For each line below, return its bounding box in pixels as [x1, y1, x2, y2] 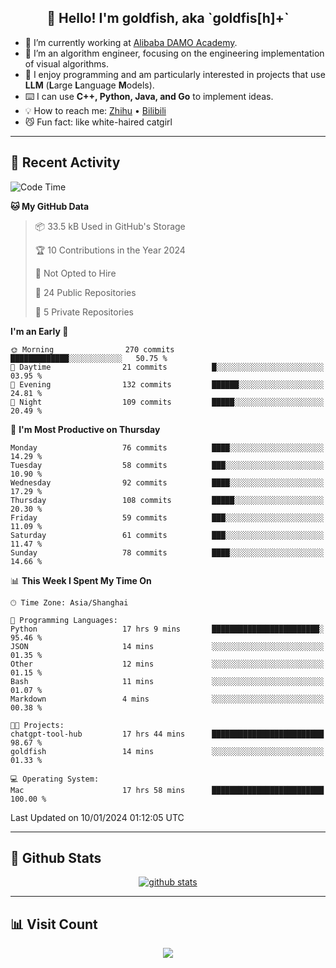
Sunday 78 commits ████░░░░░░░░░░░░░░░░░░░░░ [10, 547, 325, 558]
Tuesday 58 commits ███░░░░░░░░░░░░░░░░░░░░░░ [10, 460, 325, 470]
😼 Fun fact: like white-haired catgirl [24, 116, 173, 128]
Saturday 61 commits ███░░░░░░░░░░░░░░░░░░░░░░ [10, 530, 325, 540]
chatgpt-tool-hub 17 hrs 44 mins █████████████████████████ [10, 729, 325, 739]
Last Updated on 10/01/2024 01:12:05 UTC [10, 811, 185, 823]
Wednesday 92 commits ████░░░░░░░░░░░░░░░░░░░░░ [10, 477, 325, 488]
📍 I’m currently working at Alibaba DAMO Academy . [24, 36, 238, 48]
